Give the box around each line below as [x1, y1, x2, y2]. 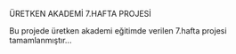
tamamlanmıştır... [9, 35, 72, 45]
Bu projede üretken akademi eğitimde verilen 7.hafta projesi [9, 26, 227, 35]
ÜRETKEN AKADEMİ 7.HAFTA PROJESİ [9, 9, 151, 19]
